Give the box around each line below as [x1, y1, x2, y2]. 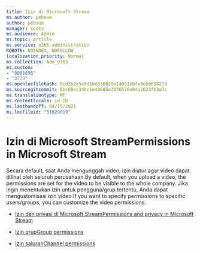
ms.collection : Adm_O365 [6, 59, 68, 65]
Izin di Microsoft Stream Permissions [6, 135, 190, 148]
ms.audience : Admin [6, 31, 55, 37]
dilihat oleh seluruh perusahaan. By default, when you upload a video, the [6, 173, 186, 181]
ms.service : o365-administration [6, 42, 90, 48]
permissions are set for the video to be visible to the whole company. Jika [6, 180, 189, 187]
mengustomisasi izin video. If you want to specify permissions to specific [6, 193, 186, 200]
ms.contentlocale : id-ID [6, 97, 68, 103]
